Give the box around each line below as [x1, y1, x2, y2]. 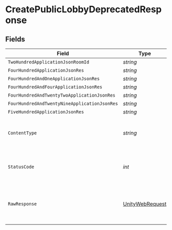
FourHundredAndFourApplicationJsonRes [8, 84, 102, 90]
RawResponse [8, 201, 37, 206]
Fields [5, 35, 26, 43]
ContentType [8, 130, 37, 136]
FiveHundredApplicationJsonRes [8, 109, 84, 114]
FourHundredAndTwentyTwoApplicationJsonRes [8, 93, 116, 98]
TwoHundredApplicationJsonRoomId [8, 59, 90, 65]
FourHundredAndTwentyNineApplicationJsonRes [8, 101, 118, 106]
